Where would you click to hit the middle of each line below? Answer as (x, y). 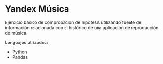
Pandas (20, 57)
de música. (16, 33)
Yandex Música (37, 9)
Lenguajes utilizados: (27, 42)
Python (19, 52)
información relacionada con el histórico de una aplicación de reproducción (82, 27)
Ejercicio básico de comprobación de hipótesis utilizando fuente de (73, 22)
